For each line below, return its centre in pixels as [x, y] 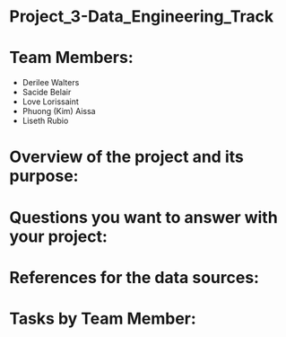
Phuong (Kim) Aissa [59, 111]
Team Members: [71, 58]
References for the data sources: [134, 277]
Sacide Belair [47, 93]
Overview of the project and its [126, 157]
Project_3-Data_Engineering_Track [142, 17]
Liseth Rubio [45, 121]
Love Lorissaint [50, 102]
